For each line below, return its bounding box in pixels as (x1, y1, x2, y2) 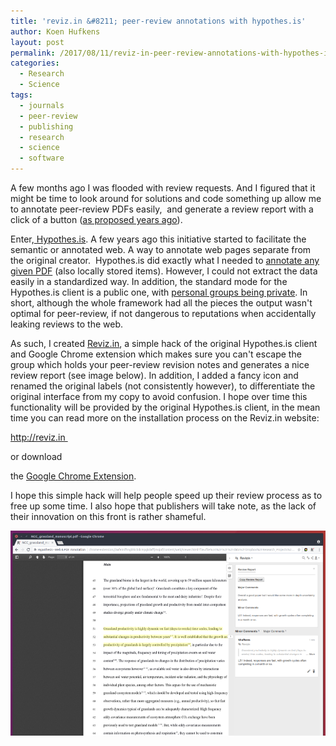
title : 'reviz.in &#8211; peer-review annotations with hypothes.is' (10, 16, 307, 26)
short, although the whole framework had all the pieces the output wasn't (10, 297, 313, 309)
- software (19, 153, 65, 164)
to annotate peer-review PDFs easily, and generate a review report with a (10, 203, 314, 215)
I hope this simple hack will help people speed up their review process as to (10, 490, 323, 501)
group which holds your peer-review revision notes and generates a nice (10, 359, 310, 370)
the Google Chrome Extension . (10, 470, 137, 482)
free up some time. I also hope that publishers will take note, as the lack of (10, 500, 317, 512)
